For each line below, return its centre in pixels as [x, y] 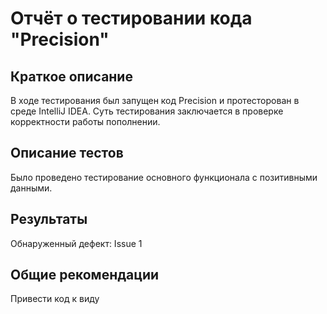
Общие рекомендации [85, 275]
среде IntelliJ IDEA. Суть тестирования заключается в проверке [147, 111]
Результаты [49, 219]
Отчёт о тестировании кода [131, 18]
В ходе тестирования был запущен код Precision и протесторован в [155, 100]
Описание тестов [67, 153]
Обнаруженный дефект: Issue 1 [76, 243]
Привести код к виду [55, 299]
